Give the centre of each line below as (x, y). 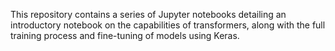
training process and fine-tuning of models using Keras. (125, 35)
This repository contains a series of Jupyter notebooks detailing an (148, 14)
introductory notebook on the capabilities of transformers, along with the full (168, 25)
